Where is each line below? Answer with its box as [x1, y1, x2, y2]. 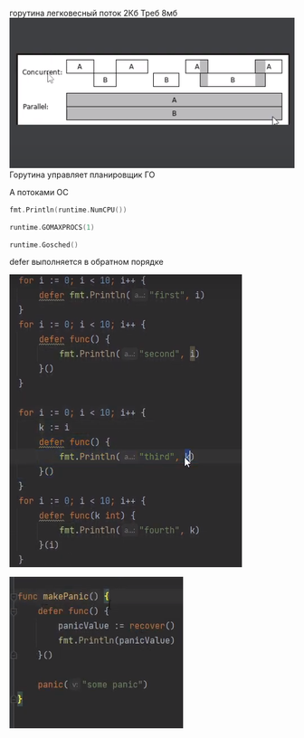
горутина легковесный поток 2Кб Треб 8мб [9, 8, 178, 18]
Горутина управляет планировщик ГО [9, 169, 156, 180]
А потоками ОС [9, 186, 70, 197]
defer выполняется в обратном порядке [9, 257, 165, 268]
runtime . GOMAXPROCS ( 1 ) [9, 222, 95, 232]
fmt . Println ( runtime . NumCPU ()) [9, 205, 128, 214]
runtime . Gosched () [9, 240, 79, 250]
